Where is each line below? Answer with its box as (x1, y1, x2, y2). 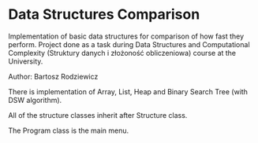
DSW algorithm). (8, 95, 62, 104)
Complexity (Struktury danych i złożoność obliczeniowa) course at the (8, 48, 237, 57)
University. (8, 57, 43, 66)
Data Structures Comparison (8, 5, 200, 24)
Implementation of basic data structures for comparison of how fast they (8, 31, 245, 41)
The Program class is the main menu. (8, 126, 129, 135)
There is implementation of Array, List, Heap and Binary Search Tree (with (8, 86, 249, 96)
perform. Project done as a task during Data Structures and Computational (8, 39, 250, 49)
